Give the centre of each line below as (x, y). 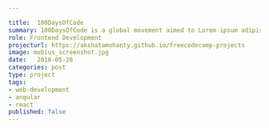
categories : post (37, 68)
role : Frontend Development (55, 38)
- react (21, 105)
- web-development (39, 90)
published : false (37, 112)
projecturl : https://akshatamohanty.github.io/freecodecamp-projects (127, 45)
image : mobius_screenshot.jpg (59, 53)
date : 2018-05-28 (41, 60)
